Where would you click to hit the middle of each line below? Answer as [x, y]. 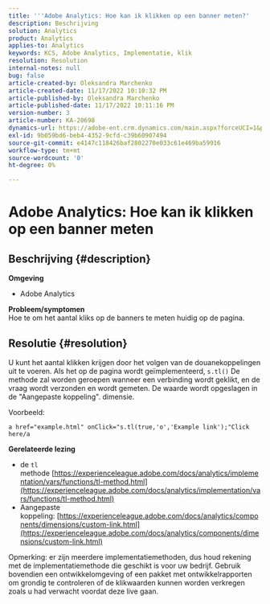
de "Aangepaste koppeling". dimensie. [72, 397]
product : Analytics [41, 38]
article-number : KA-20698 [51, 121]
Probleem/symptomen [47, 310]
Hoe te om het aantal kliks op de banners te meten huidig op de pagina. [127, 318]
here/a [19, 434]
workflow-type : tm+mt [45, 150]
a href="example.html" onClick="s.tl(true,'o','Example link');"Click [129, 427]
